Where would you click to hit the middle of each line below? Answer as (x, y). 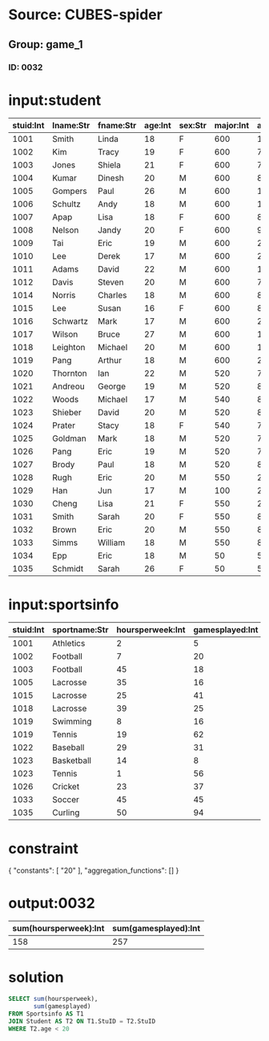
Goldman (69, 438)
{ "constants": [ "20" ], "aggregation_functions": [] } (94, 870)
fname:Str (117, 126)
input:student (55, 100)
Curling (66, 813)
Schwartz (70, 321)
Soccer (66, 800)
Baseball (68, 748)
